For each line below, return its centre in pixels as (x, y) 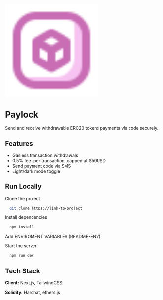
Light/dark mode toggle (36, 171)
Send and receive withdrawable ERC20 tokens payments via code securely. (82, 128)
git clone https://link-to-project (46, 208)
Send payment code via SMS (42, 166)
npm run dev (22, 256)
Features (19, 144)
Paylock (22, 115)
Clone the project (23, 198)
